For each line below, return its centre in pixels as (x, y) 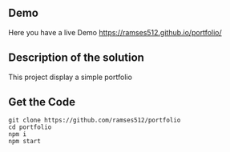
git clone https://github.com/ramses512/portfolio (95, 120)
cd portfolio (30, 127)
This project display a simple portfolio (70, 77)
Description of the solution (76, 58)
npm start (25, 142)
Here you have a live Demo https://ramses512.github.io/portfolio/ (115, 32)
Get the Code (42, 102)
